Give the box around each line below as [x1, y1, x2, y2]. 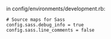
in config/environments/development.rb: [6, 5, 106, 12]
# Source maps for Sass [6, 17, 66, 23]
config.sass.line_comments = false [6, 27, 95, 33]
